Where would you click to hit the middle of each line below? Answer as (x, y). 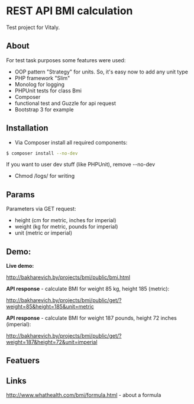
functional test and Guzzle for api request (65, 103)
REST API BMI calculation (69, 11)
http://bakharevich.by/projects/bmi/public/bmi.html (68, 277)
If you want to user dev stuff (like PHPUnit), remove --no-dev (81, 165)
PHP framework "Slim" (42, 78)
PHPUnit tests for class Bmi (48, 91)
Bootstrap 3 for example (44, 109)
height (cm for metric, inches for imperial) (65, 220)
